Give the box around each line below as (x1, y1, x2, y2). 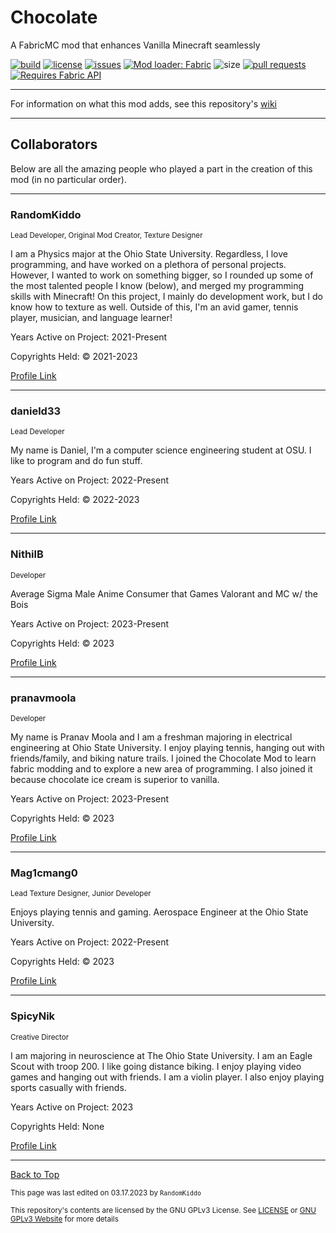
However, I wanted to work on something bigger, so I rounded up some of (10, 269, 314, 281)
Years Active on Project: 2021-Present (10, 331, 168, 343)
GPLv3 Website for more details (10, 1214, 119, 1224)
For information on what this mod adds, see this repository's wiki (10, 97, 277, 110)
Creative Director (10, 1032, 70, 1042)
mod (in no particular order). (10, 173, 127, 185)
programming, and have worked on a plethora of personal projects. (10, 259, 287, 271)
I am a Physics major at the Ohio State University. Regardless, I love (10, 248, 289, 260)
